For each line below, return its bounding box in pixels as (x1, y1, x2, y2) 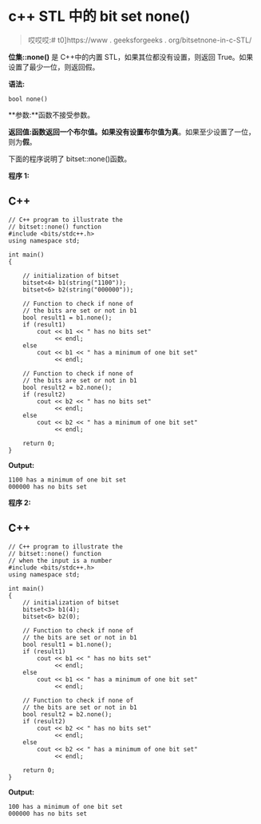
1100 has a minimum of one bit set (8, 476, 127, 484)
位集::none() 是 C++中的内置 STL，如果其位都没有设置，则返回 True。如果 (8, 52, 254, 61)
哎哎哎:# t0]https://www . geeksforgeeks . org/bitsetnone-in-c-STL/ (27, 35, 252, 45)
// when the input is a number (8, 557, 113, 565)
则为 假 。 (8, 137, 37, 146)
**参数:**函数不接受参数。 (8, 109, 95, 120)
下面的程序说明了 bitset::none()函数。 (8, 153, 132, 164)
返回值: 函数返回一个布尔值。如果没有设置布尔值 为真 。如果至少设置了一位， (8, 127, 255, 137)
